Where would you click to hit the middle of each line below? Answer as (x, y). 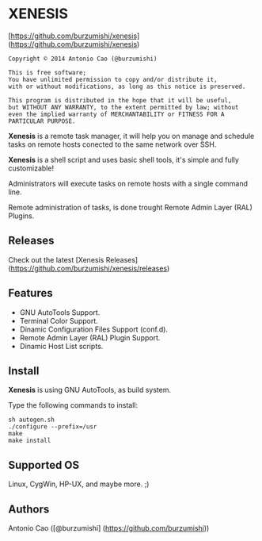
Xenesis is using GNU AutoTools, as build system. (90, 390)
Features (30, 293)
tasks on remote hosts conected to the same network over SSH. (112, 144)
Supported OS (44, 465)
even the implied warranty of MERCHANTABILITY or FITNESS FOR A (116, 114)
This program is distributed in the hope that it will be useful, (120, 100)
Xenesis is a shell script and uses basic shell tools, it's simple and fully (124, 159)
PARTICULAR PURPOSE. (42, 121)
